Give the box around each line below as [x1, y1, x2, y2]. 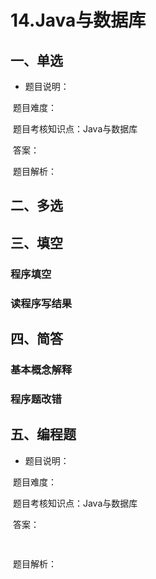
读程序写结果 [10, 296, 73, 310]
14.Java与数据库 [10, 9, 147, 32]
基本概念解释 [10, 362, 73, 376]
